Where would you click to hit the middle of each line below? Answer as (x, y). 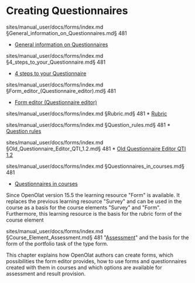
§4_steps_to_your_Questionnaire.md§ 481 (56, 62)
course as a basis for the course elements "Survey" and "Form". (83, 207)
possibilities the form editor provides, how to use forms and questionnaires (96, 261)
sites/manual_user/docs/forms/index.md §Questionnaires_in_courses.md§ (95, 166)
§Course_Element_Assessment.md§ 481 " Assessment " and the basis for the (97, 237)
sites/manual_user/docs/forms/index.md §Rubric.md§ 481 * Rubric (87, 113)
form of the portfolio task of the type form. (57, 243)
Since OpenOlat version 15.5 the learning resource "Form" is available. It (93, 195)
